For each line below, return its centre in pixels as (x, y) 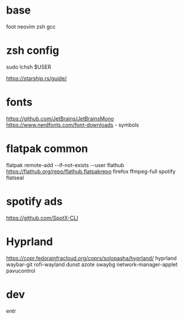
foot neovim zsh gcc (31, 27)
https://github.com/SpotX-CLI (42, 218)
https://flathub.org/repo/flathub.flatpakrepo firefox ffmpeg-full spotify (91, 171)
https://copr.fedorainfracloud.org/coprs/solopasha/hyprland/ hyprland (91, 258)
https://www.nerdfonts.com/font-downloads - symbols (73, 125)
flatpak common (47, 149)
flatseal (15, 177)
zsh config (33, 51)
